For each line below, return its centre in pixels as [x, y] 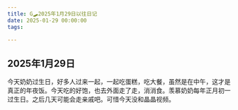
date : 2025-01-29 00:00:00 [47, 20]
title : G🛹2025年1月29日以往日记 [52, 14]
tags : [15, 27]
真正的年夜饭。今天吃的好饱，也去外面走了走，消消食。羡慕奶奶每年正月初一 [119, 91]
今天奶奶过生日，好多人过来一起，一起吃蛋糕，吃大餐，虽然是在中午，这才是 [119, 82]
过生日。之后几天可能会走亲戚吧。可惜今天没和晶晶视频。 [91, 99]
